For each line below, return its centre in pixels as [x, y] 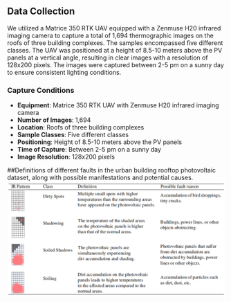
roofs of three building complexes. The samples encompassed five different [115, 43]
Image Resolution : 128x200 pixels [66, 157]
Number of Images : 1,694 [54, 120]
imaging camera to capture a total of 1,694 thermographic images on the [111, 35]
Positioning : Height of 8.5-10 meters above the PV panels [99, 142]
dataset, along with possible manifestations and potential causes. [100, 178]
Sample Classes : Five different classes [73, 135]
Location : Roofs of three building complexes [81, 127]
